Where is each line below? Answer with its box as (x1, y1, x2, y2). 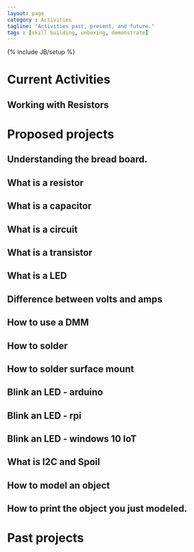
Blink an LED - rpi (7, 410, 82, 421)
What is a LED (7, 270, 67, 281)
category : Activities (7, 16, 72, 23)
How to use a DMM (7, 316, 89, 329)
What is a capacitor (7, 200, 92, 212)
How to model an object (7, 479, 110, 491)
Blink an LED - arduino (7, 386, 104, 398)
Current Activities (7, 72, 111, 88)
